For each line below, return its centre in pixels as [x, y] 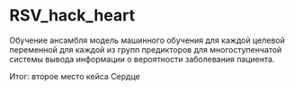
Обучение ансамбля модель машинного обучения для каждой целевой [147, 40]
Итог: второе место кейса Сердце [75, 76]
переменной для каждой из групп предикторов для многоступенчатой [146, 49]
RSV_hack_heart [72, 16]
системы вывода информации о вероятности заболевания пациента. [142, 59]
